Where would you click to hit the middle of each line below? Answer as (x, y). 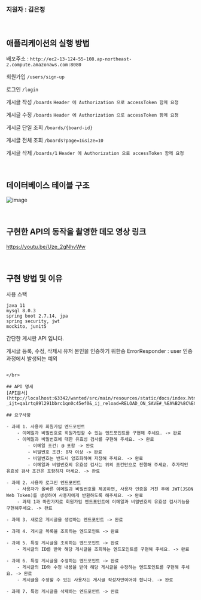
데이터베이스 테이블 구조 (48, 185)
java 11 (16, 305)
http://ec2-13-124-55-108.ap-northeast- (81, 59)
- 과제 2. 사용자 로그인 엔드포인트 (44, 483)
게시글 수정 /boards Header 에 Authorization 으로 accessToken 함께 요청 (92, 115)
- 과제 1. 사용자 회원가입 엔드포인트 (46, 427)
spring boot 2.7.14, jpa (37, 316)
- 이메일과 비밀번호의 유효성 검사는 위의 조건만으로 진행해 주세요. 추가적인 (108, 465)
